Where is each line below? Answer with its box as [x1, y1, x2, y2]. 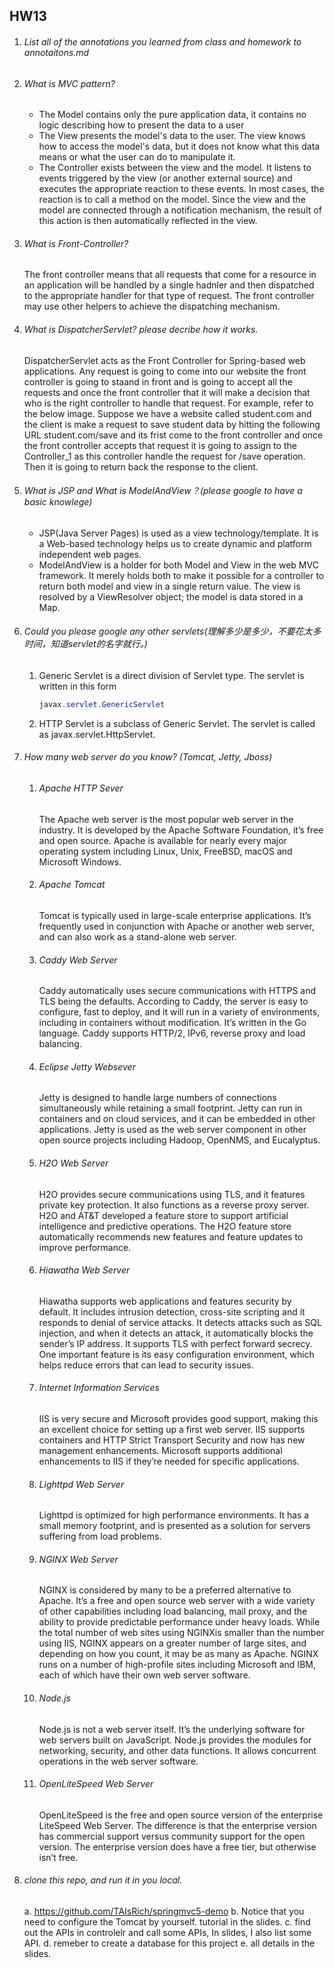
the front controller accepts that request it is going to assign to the [23, 439, 297, 451]
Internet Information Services [38, 1382, 160, 1394]
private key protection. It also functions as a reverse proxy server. [38, 1199, 310, 1211]
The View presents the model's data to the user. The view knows [38, 130, 306, 142]
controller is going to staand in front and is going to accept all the [23, 375, 293, 388]
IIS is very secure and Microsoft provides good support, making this [38, 1412, 319, 1424]
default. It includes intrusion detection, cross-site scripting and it [38, 1305, 306, 1318]
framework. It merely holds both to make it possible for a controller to [38, 569, 325, 581]
